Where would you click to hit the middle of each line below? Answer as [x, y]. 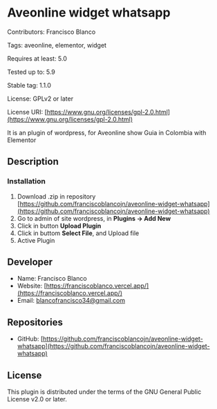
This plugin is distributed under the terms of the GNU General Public [104, 392]
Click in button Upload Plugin [59, 226]
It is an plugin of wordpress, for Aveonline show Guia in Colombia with [107, 132]
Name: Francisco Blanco [52, 279]
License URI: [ [27, 112]
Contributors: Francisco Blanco [51, 32]
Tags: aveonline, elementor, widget [57, 45]
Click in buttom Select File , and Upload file [78, 233]
